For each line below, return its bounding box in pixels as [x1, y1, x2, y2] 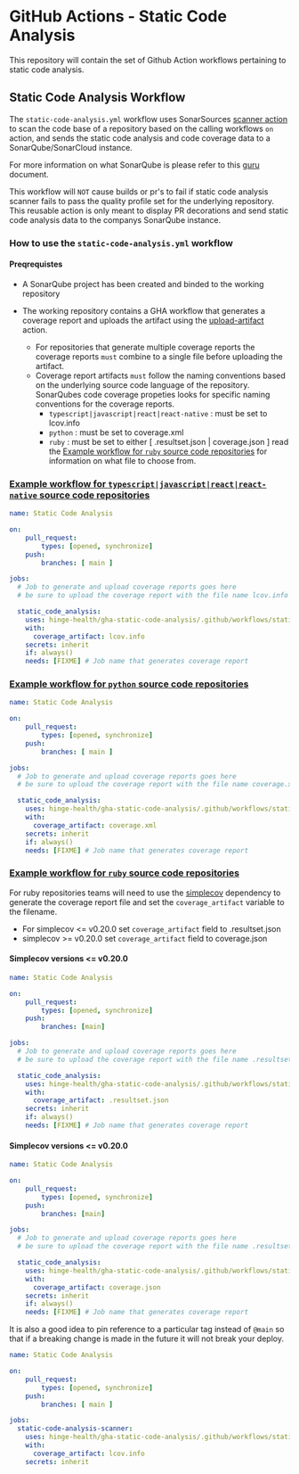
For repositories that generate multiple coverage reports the [35, 342, 255, 352]
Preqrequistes [9, 259, 63, 269]
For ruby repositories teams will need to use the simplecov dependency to [9, 887, 281, 898]
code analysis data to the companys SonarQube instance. [9, 214, 222, 225]
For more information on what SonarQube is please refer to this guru [9, 159, 260, 170]
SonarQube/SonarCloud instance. [9, 142, 133, 152]
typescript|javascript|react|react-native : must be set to [48, 408, 268, 418]
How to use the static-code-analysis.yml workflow [9, 236, 233, 249]
